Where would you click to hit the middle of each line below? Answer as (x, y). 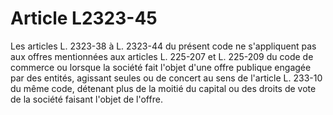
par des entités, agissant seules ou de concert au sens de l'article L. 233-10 (166, 78)
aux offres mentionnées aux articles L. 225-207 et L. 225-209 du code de (162, 56)
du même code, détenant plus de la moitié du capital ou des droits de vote (163, 88)
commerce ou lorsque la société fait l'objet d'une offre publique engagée (161, 67)
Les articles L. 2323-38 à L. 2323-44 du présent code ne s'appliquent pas (163, 46)
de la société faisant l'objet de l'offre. (86, 99)
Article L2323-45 (84, 18)
